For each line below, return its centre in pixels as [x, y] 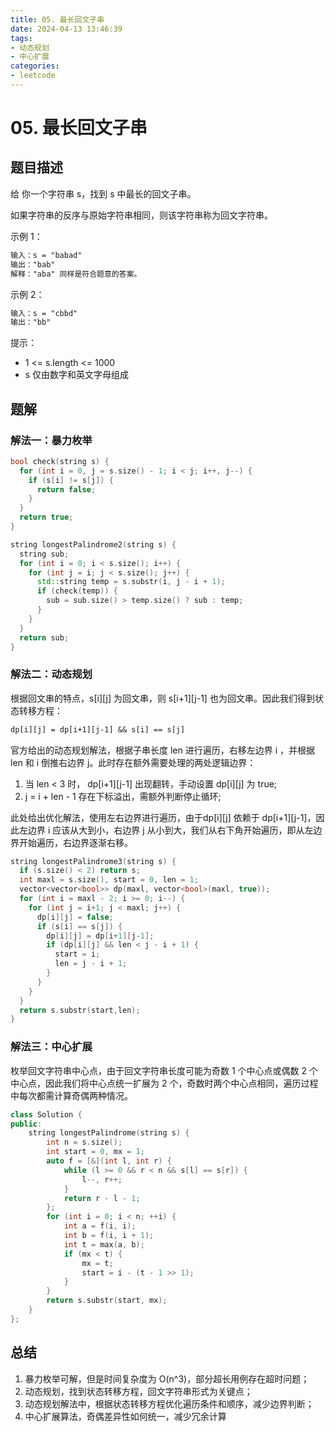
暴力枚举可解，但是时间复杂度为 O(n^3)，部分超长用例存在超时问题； [167, 1378]
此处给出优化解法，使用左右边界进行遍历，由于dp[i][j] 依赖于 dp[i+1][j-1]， [163, 817]
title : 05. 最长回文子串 [57, 19]
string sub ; [44, 554]
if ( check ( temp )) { [77, 591]
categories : [35, 66]
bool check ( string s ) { [60, 461]
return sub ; [44, 637]
